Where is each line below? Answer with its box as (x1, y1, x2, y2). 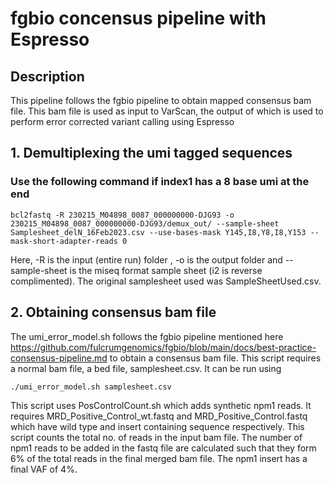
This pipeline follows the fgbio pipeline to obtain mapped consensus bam (10, 95, 312, 106)
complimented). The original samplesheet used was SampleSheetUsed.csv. (10, 275, 322, 287)
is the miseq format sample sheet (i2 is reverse (69, 264, 263, 276)
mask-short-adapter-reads (10, 236, 118, 246)
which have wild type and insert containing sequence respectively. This (10, 420, 305, 432)
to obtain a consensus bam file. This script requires (109, 352, 322, 364)
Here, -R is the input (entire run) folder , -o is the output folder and (10, 253, 283, 266)
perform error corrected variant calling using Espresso (10, 116, 235, 127)
